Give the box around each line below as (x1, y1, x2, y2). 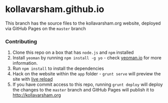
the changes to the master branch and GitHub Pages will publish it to (12, 87, 154, 93)
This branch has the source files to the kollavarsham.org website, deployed (5, 20, 161, 26)
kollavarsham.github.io (5, 4, 105, 15)
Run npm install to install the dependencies (12, 65, 104, 71)
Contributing (5, 38, 37, 45)
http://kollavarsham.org (12, 92, 61, 98)
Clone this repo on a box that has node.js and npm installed (12, 49, 134, 56)
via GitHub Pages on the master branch (5, 25, 87, 31)
